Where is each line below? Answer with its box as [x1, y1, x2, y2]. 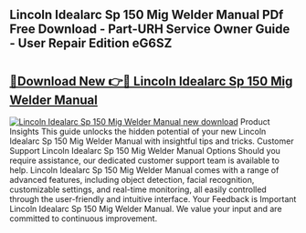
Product [240, 116, 271, 127]
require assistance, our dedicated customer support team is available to [9, 155, 280, 166]
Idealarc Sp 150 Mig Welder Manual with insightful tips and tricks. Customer [9, 136, 294, 147]
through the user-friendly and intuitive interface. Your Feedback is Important [9, 194, 297, 204]
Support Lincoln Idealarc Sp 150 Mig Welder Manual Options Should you [9, 146, 281, 156]
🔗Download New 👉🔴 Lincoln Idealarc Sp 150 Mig [9, 73, 293, 89]
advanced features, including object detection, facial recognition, [9, 175, 255, 185]
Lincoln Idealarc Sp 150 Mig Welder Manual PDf [9, 7, 284, 23]
